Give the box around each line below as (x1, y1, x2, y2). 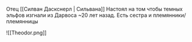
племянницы (6, 18, 38, 24)
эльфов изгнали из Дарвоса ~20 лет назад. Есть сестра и (6, 12, 152, 19)
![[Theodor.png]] (6, 29, 47, 36)
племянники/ (152, 12, 186, 19)
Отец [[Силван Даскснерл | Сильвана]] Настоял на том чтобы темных (6, 6, 183, 12)
